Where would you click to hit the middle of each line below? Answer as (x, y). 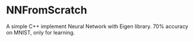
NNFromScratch (47, 10)
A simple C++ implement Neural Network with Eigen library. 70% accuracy (97, 26)
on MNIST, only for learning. (41, 32)
